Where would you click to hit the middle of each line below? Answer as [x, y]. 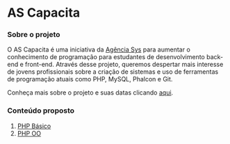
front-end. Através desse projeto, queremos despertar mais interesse [124, 65]
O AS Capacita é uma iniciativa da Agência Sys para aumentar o [99, 49]
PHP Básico [34, 126]
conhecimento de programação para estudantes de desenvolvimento [106, 57]
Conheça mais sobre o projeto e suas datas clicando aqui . [90, 93]
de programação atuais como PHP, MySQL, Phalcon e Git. [90, 79]
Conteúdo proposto [41, 111]
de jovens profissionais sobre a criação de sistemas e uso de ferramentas [113, 72]
